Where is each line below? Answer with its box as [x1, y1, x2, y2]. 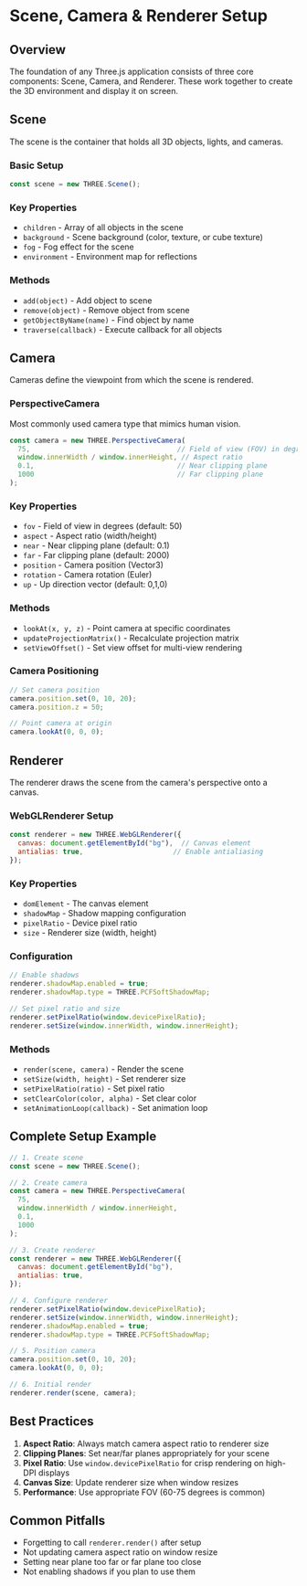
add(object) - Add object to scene [22, 294, 153, 306]
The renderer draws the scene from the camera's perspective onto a [9, 777, 268, 788]
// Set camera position [9, 685, 101, 694]
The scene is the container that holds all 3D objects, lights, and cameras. [9, 136, 284, 147]
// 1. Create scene [9, 1153, 84, 1162]
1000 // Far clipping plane [17, 470, 263, 480]
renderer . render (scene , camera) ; [9, 1388, 137, 1398]
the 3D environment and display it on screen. [9, 86, 179, 96]
